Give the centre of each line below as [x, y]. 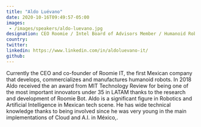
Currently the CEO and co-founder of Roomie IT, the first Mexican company [99, 73]
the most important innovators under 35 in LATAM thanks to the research [96, 92]
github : [16, 56]
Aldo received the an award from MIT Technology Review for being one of [98, 86]
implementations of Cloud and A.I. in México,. [62, 117]
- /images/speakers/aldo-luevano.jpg [56, 28]
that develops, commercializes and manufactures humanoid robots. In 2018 [99, 79]
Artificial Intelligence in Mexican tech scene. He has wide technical [89, 104]
